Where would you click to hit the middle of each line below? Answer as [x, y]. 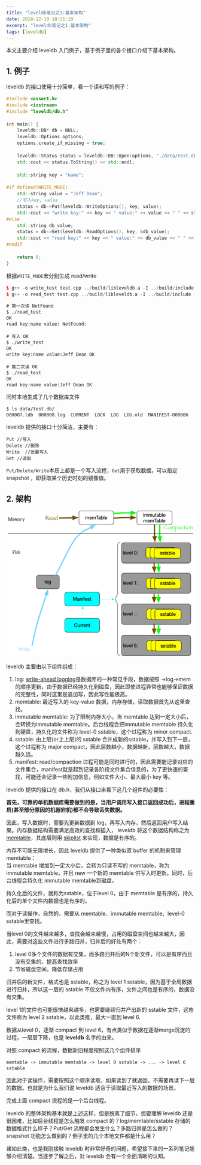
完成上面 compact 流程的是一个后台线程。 [58, 1100]
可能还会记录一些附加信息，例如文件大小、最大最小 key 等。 [99, 777]
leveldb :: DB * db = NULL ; [48, 130]
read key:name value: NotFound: [46, 324]
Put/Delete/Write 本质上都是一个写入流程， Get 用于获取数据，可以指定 [92, 470]
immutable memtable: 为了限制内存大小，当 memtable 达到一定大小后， [103, 716]
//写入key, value [38, 200]
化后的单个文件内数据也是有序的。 [48, 901]
